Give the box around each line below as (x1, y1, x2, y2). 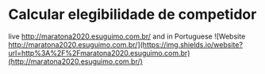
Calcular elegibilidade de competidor (8, 6, 257, 24)
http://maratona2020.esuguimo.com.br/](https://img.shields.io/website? (8, 39, 244, 49)
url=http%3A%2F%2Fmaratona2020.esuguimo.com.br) (8, 48, 190, 57)
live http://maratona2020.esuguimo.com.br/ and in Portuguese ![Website (8, 31, 246, 41)
